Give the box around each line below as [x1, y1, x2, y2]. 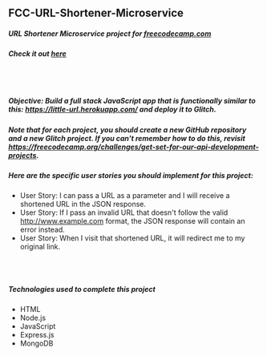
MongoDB [19, 338, 54, 348]
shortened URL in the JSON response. [19, 200, 147, 209]
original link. [19, 242, 61, 252]
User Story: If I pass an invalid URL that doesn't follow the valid [19, 208, 229, 217]
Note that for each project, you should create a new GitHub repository [8, 124, 247, 135]
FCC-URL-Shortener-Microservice [8, 6, 184, 20]
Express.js [19, 330, 55, 340]
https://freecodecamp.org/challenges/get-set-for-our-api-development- [8, 142, 259, 152]
